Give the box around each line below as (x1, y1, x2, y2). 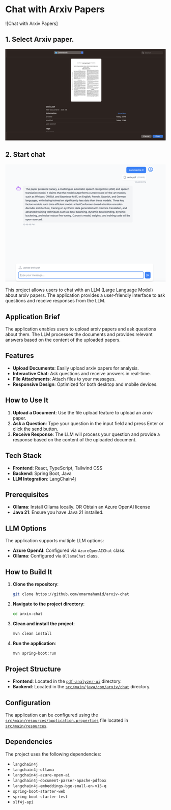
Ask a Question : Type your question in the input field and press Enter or (12, 420, 164, 426)
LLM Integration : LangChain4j (12, 476, 76, 482)
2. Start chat (5, 150, 46, 159)
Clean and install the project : (12, 620, 75, 627)
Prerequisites (5, 490, 49, 499)
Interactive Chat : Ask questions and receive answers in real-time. (12, 370, 151, 376)
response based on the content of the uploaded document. (12, 436, 137, 442)
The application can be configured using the (5, 712, 98, 718)
